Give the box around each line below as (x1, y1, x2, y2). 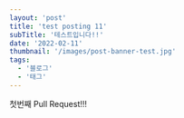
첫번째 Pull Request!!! (9, 98, 88, 109)
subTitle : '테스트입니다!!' (9, 30, 104, 39)
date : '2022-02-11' (9, 38, 83, 48)
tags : (9, 55, 30, 64)
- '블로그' (17, 64, 53, 74)
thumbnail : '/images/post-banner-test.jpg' (9, 47, 177, 56)
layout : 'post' (9, 13, 67, 23)
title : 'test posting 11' (9, 22, 107, 31)
